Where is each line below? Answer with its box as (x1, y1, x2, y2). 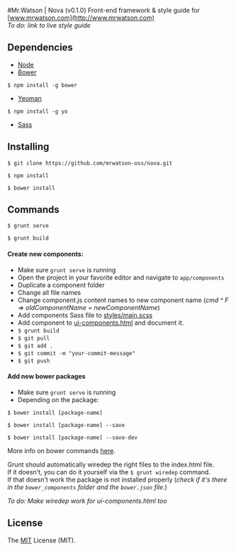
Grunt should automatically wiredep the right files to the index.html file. (7, 460, 215, 469)
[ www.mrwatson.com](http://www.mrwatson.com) (7, 13, 154, 22)
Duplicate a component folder (17, 280, 105, 289)
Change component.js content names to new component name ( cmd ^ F (17, 296, 229, 304)
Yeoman (17, 94, 43, 102)
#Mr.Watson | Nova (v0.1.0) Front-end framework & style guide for (7, 6, 201, 14)
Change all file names (17, 288, 82, 296)
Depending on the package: (17, 395, 99, 403)
